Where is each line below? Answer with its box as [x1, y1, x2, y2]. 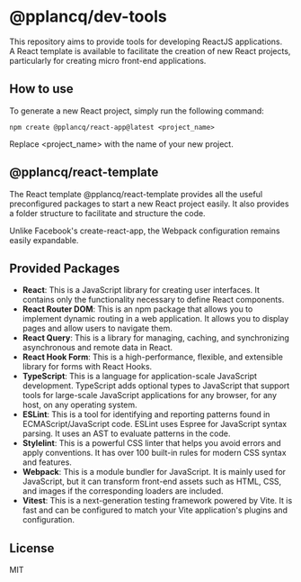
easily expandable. [9, 234, 79, 245]
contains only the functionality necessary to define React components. [22, 295, 285, 305]
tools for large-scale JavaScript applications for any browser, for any [22, 390, 277, 401]
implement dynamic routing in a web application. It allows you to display [22, 314, 289, 324]
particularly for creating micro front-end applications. [9, 55, 207, 66]
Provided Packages [9, 260, 120, 276]
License [9, 541, 55, 556]
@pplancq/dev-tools [9, 6, 168, 27]
